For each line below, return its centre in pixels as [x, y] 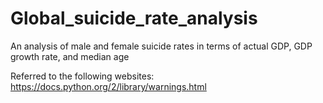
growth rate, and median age [70, 56]
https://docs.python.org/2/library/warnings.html [108, 86]
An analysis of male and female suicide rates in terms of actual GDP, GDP [161, 46]
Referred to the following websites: [82, 76]
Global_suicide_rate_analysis [134, 18]
